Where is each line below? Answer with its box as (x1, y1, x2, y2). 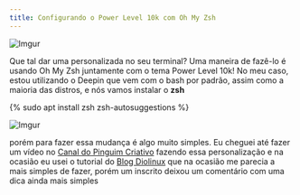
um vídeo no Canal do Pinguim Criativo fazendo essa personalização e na (9, 146, 285, 157)
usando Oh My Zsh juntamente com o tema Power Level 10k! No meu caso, (9, 65, 289, 76)
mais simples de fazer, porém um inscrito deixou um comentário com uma (9, 165, 285, 176)
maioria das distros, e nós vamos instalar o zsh (9, 84, 185, 95)
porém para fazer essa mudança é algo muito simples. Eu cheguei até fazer (9, 136, 291, 147)
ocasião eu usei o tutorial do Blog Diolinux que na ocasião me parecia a (9, 155, 276, 167)
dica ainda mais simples (9, 175, 99, 186)
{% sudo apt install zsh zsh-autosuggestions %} (9, 101, 190, 113)
